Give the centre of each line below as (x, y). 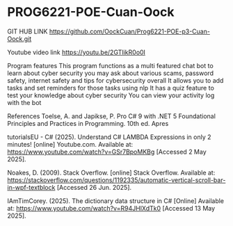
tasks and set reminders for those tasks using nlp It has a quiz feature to (111, 88)
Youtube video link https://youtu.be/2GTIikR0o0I (77, 52)
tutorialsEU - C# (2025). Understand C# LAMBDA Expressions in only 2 (109, 137)
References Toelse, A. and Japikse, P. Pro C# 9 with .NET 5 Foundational (111, 116)
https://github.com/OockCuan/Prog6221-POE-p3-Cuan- (130, 31)
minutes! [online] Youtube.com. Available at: (70, 144)
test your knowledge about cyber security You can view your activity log (111, 95)
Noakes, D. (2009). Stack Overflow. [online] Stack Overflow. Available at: (111, 172)
